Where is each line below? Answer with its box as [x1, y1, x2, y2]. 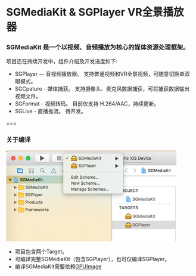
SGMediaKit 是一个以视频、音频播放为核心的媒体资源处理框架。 [6, 43, 189, 51]
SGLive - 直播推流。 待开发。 [14, 108, 86, 115]
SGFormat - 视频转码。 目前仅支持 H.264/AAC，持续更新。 [14, 100, 160, 107]
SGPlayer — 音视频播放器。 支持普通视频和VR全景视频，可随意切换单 [14, 70, 185, 77]
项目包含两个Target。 [14, 248, 68, 255]
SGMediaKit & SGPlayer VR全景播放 [6, 5, 185, 19]
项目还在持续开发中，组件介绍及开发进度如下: [6, 58, 118, 65]
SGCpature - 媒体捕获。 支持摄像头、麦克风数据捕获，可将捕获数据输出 [14, 85, 190, 92]
